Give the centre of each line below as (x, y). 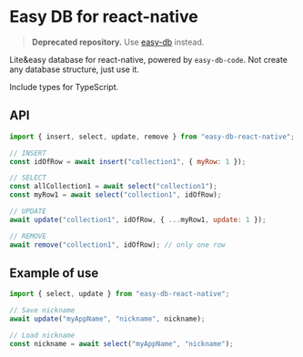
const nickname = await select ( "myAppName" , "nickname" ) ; (121, 343)
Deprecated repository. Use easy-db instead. (118, 42)
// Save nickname (42, 311)
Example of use (54, 273)
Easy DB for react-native (104, 17)
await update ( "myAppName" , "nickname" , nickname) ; (107, 319)
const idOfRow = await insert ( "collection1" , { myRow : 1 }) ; (128, 161)
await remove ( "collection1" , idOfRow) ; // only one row (117, 245)
